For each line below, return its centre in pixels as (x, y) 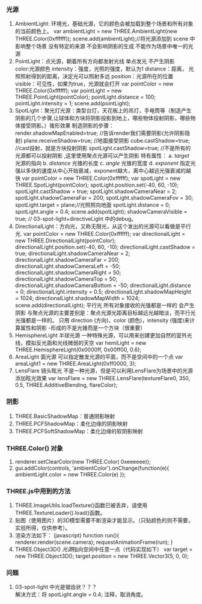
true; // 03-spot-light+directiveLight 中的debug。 (76, 219)
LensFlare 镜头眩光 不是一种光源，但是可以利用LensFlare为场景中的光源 (104, 371)
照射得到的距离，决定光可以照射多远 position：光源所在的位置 (97, 76)
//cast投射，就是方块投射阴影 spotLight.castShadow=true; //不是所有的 (103, 148)
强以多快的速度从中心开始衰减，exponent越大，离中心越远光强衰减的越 (103, 171)
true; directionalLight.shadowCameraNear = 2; (72, 253)
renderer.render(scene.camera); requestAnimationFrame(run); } (94, 542)
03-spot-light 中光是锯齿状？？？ (56, 587)
